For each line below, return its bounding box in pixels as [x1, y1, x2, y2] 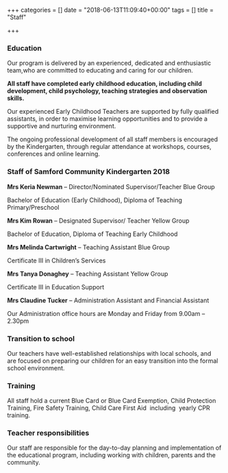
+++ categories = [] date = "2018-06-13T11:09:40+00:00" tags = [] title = [7, 6, 214, 14]
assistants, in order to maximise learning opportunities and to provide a [7, 114, 207, 123]
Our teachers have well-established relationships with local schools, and [7, 349, 212, 357]
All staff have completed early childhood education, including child [7, 80, 202, 88]
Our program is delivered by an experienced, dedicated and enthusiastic [7, 59, 212, 67]
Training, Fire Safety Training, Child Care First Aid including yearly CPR [7, 404, 210, 412]
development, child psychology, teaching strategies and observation [7, 87, 207, 95]
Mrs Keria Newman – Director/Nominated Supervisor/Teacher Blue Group [7, 182, 215, 191]
